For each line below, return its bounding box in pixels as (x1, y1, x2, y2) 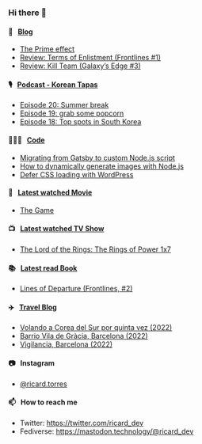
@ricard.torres (19, 379, 67, 389)
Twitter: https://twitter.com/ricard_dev (19, 418, 144, 427)
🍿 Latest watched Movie (8, 188, 93, 197)
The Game (19, 205, 54, 214)
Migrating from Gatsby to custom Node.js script (19, 153, 176, 162)
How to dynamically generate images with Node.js (19, 161, 185, 171)
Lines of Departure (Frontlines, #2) (19, 284, 133, 294)
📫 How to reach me (8, 397, 78, 407)
